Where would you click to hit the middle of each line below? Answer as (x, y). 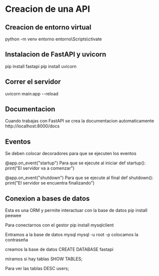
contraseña (17, 240)
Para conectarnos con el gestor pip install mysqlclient (60, 225)
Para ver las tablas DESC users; (37, 269)
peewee (13, 215)
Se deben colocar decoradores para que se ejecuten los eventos (71, 153)
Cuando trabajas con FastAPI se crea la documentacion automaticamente (79, 121)
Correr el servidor (33, 82)
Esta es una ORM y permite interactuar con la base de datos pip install (76, 211)
